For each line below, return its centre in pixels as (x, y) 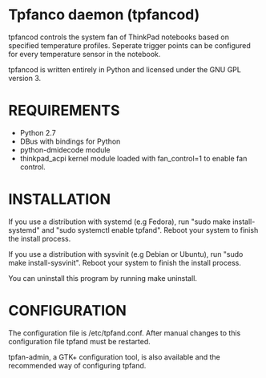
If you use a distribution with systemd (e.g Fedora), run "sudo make (119, 222)
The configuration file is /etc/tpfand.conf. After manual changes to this (125, 333)
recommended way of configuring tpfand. (77, 365)
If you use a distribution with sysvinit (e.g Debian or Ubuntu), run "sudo (126, 254)
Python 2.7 (38, 132)
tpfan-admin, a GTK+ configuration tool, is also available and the (114, 357)
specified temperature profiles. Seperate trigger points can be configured (129, 45)
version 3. (25, 78)
